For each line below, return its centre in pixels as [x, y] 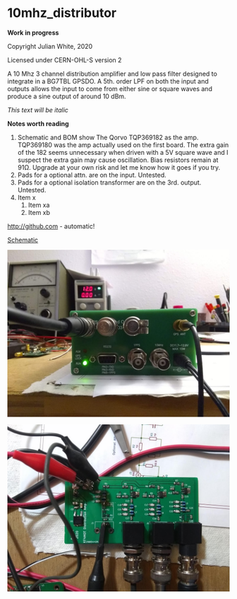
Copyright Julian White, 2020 [50, 46]
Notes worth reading [38, 123]
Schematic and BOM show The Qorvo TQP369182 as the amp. [108, 137]
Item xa [39, 205]
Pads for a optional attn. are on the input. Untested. [92, 175]
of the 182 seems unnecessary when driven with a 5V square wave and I [123, 152]
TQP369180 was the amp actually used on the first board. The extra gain [123, 145]
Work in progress [33, 33]
